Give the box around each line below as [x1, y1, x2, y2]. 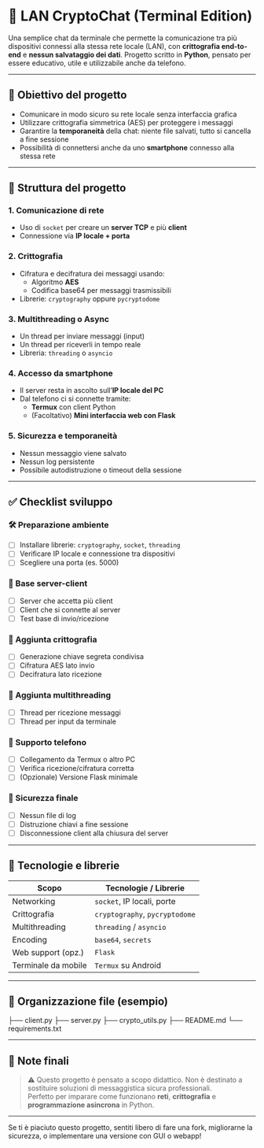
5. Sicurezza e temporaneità [8, 431, 118, 442]
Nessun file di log [19, 810, 77, 820]
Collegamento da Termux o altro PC [19, 755, 136, 765]
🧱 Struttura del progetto [8, 181, 126, 195]
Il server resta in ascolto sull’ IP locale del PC [19, 386, 164, 395]
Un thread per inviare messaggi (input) [19, 331, 145, 341]
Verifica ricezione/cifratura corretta [19, 764, 134, 773]
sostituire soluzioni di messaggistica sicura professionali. [27, 1083, 212, 1093]
